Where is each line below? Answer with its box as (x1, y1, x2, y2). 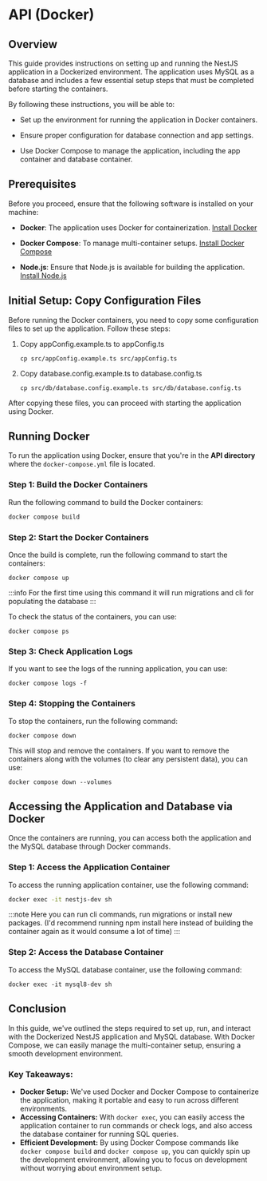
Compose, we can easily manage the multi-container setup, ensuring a (8, 1040, 241, 1050)
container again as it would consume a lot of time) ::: (8, 927, 181, 936)
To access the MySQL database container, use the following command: (8, 964, 242, 974)
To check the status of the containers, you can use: (8, 611, 177, 621)
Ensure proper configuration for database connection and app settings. (19, 130, 254, 140)
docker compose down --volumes (8, 777, 112, 786)
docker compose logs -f (8, 679, 88, 688)
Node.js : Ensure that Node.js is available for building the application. (19, 262, 245, 272)
